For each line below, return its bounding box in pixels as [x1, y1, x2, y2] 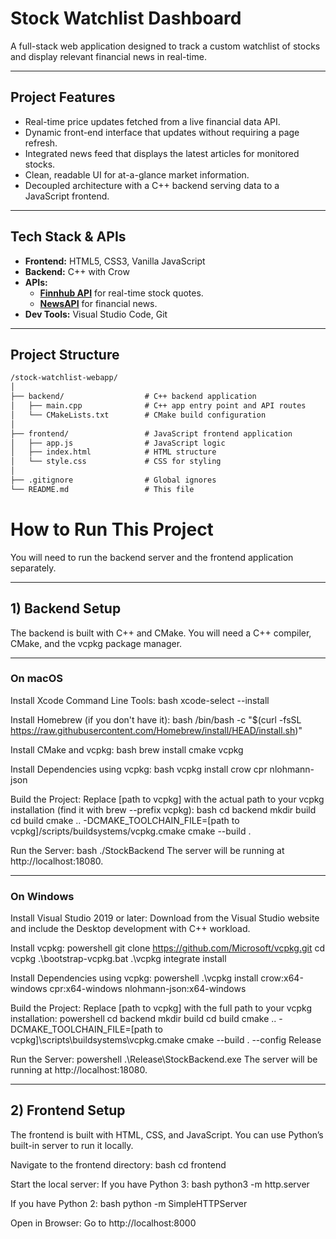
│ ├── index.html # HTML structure [10, 447, 217, 457]
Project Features [10, 89, 116, 106]
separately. [10, 562, 57, 574]
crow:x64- [260, 972, 304, 984]
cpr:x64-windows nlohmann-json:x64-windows [49, 983, 247, 995]
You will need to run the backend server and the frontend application [10, 551, 294, 563]
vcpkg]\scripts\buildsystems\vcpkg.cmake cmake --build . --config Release [10, 1034, 322, 1046]
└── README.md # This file [10, 484, 195, 494]
